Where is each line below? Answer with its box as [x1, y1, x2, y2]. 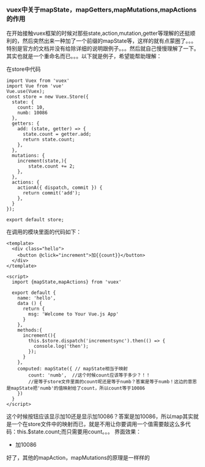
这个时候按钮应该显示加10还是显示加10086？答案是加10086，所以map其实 [6, 413, 194, 420]
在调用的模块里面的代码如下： [6, 228, 81, 236]
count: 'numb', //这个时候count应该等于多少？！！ [28, 372, 151, 378]
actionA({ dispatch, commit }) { [17, 185, 103, 191]
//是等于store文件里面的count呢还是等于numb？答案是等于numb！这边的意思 [28, 379, 197, 385]
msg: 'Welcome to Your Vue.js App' [28, 311, 119, 317]
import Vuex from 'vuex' [6, 78, 70, 84]
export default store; [6, 217, 64, 223]
